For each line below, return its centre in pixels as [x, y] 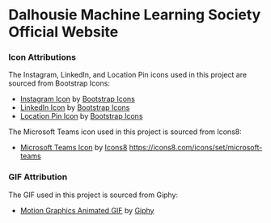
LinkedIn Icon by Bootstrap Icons [75, 107]
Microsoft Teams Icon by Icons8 [74, 148]
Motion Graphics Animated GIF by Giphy [87, 210]
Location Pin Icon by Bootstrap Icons [81, 116]
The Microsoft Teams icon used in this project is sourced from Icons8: [125, 132]
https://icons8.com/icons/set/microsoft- [196, 148]
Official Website [64, 32]
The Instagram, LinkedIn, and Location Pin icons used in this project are [128, 75]
